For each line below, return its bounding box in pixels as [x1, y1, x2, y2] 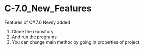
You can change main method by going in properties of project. [11, 39, 141, 45]
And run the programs [11, 34, 57, 40]
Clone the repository [11, 28, 54, 34]
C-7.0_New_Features [4, 3, 92, 14]
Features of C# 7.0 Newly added [4, 19, 70, 25]
